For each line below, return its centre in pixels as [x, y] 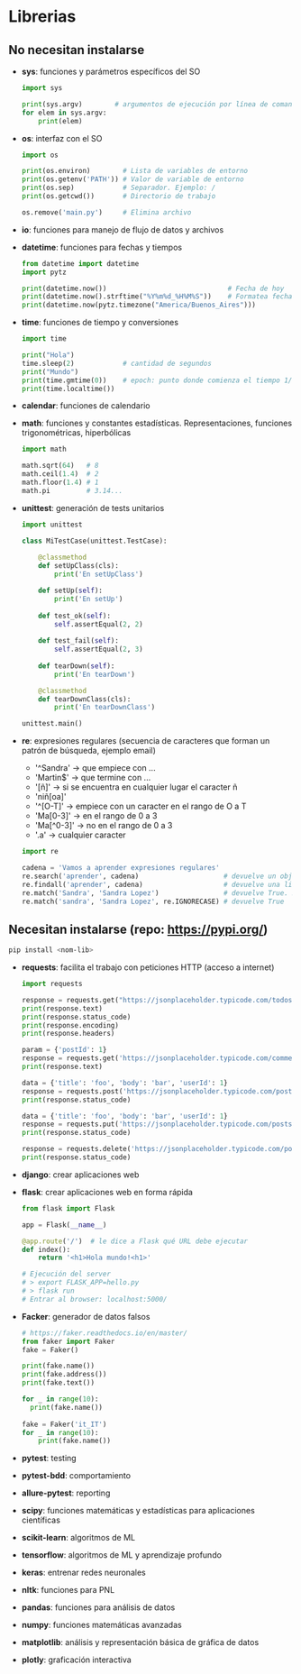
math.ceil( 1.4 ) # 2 [60, 474]
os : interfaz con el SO [62, 138]
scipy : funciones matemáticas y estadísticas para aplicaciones [138, 1511]
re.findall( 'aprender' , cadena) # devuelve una [150, 884]
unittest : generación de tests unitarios [93, 508]
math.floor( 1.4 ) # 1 [60, 482]
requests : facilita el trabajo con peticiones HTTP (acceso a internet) [148, 967]
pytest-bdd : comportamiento [76, 1476]
